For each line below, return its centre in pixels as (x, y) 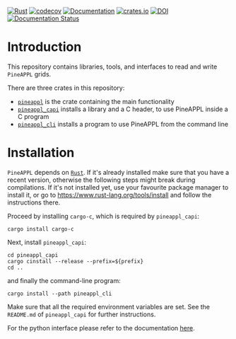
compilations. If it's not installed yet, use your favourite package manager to (118, 187)
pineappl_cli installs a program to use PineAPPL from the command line (123, 124)
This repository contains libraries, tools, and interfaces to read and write (112, 67)
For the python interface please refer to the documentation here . (101, 328)
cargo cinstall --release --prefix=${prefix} (75, 261)
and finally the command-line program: (64, 280)
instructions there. (34, 202)
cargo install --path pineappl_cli (60, 294)
